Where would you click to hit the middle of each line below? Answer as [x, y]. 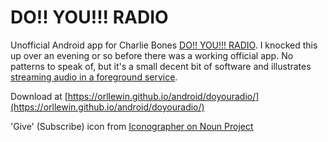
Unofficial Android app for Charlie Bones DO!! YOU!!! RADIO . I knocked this [164, 45]
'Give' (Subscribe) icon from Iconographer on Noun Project [132, 126]
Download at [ [39, 96]
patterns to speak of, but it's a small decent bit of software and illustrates [161, 66]
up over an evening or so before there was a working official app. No [152, 55]
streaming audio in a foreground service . [94, 77]
